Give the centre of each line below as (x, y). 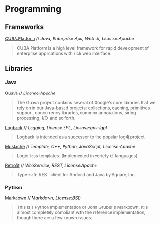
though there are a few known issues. (54, 217)
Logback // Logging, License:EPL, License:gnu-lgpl (56, 127)
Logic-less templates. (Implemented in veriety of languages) (77, 156)
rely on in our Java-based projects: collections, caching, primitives (83, 108)
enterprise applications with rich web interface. (64, 53)
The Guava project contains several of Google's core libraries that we (86, 102)
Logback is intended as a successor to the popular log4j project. (81, 137)
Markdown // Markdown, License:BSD (43, 198)
